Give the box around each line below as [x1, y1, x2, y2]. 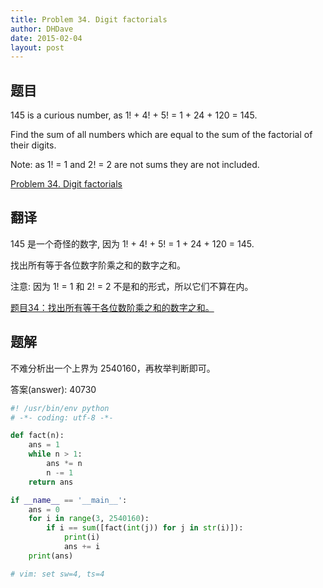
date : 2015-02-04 [10, 33, 83, 43]
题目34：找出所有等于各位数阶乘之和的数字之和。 [10, 301, 215, 313]
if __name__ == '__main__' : [10, 495, 128, 505]
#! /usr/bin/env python [10, 403, 110, 413]
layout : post [10, 42, 65, 53]
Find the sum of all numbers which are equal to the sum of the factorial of [10, 129, 313, 141]
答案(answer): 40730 [10, 383, 97, 395]
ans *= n [46, 459, 83, 469]
